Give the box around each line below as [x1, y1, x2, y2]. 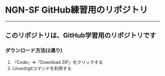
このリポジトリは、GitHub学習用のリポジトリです [5, 31, 156, 39]
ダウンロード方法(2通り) [5, 47, 63, 54]
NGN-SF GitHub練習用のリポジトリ [5, 4, 148, 16]
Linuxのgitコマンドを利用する [12, 65, 72, 71]
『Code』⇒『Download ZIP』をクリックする [12, 59, 103, 65]
